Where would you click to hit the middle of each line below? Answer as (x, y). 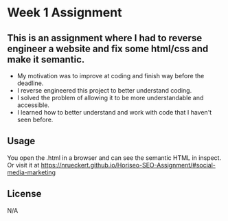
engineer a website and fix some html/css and (108, 48)
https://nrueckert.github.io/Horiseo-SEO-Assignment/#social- (128, 165)
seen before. (35, 119)
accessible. (33, 105)
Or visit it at (23, 165)
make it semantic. (46, 59)
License (24, 194)
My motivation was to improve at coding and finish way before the (111, 76)
